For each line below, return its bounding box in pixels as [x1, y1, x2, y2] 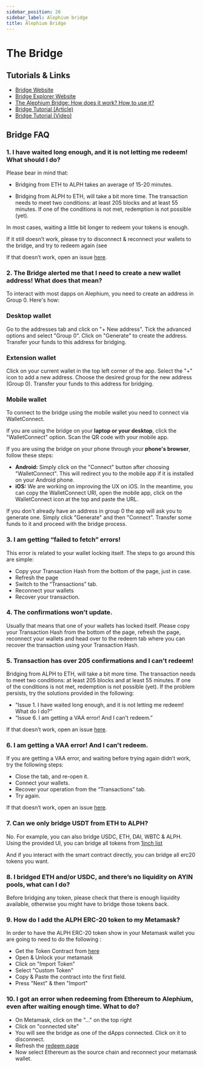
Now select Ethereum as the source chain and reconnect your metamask [15, 1048, 197, 1055]
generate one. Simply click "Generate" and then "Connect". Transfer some [6, 514, 192, 521]
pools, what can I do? [6, 880, 70, 888]
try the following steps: [6, 761, 64, 768]
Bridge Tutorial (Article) [15, 105, 74, 113]
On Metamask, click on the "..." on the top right [15, 1016, 132, 1023]
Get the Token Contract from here [15, 948, 100, 955]
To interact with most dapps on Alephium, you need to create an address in [6, 290, 194, 297]
